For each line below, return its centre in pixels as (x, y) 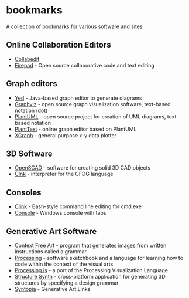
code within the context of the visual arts (64, 264)
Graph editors (32, 84)
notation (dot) (31, 110)
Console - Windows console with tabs (60, 213)
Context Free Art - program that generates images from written (90, 245)
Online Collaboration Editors (59, 45)
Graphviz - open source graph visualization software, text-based (92, 104)
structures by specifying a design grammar (66, 283)
